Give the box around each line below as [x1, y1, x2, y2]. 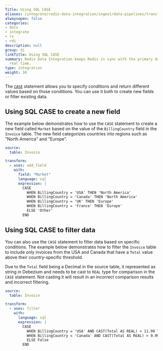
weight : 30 [5, 70, 27, 75]
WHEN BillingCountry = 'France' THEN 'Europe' [26, 204, 123, 209]
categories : [5, 20, 29, 26]
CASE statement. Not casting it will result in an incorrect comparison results [5, 274, 154, 280]
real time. [9, 61, 32, 66]
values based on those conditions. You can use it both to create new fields [5, 88, 154, 94]
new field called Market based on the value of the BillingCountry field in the [5, 125, 157, 131]
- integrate [5, 30, 29, 34]
